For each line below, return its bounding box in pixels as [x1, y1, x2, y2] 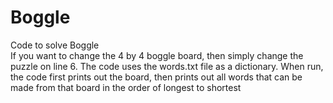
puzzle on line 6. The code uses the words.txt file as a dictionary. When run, [10, 60, 324, 72]
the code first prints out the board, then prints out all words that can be [10, 71, 303, 83]
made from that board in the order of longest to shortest [10, 81, 242, 93]
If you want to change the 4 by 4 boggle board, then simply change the [10, 49, 304, 61]
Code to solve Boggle [10, 39, 100, 51]
